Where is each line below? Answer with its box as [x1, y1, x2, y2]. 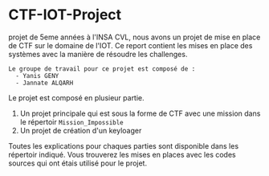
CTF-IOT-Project [8, 6, 122, 24]
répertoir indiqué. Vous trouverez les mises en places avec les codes [8, 149, 236, 159]
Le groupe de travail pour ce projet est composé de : [8, 64, 196, 73]
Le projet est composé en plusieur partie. [8, 92, 145, 102]
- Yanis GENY [15, 72, 59, 80]
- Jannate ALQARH [15, 79, 74, 87]
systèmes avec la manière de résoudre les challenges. [8, 49, 188, 59]
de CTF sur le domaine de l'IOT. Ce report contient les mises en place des [8, 40, 253, 50]
